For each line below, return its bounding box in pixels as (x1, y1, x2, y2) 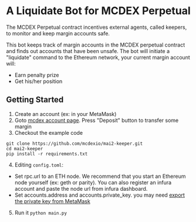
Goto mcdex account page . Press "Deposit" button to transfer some (14, 117, 179, 124)
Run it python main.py (14, 209, 67, 216)
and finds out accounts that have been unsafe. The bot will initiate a (6, 47, 170, 54)
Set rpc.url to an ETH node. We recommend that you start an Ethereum (14, 173, 186, 180)
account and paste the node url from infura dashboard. (14, 185, 148, 192)
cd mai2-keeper (6, 145, 43, 151)
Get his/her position (14, 78, 63, 85)
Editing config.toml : (14, 161, 63, 168)
